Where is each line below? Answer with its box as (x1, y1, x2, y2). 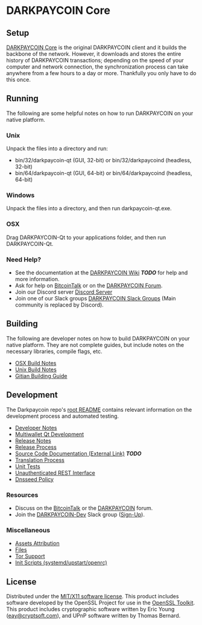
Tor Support (14, 552, 45, 560)
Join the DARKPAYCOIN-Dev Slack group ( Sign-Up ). (14, 511, 145, 518)
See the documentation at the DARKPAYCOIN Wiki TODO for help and (14, 269, 188, 276)
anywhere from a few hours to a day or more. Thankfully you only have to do (6, 70, 197, 76)
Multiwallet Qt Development (14, 431, 84, 438)
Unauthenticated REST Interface (14, 469, 95, 476)
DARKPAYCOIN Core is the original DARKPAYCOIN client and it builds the (6, 44, 187, 51)
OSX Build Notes (14, 359, 57, 366)
